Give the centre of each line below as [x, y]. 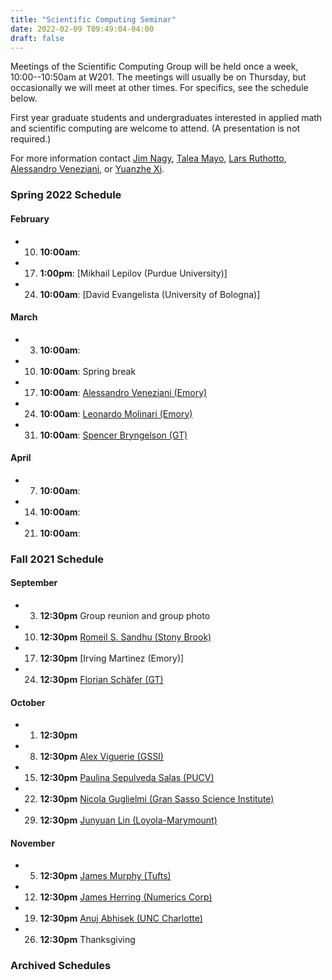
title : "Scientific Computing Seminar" [93, 19]
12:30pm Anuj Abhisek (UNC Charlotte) [121, 918]
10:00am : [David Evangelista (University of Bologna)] [150, 294]
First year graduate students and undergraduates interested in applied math [166, 118]
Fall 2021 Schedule [57, 559]
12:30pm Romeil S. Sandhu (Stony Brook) [125, 637]
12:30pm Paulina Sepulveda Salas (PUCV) [127, 778]
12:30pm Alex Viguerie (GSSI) [101, 757]
